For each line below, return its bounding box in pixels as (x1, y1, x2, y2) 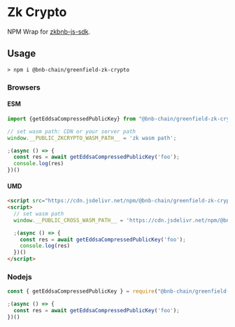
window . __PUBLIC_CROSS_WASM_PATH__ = (13, 216, 124, 224)
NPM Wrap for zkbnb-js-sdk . (7, 27, 91, 36)
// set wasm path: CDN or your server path (7, 127, 136, 135)
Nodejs (7, 272, 33, 281)
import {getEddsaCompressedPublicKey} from (7, 115, 136, 123)
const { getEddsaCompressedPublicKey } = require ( (7, 288, 158, 295)
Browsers (7, 82, 41, 92)
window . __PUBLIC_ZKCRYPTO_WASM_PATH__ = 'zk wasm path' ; (7, 134, 177, 141)
